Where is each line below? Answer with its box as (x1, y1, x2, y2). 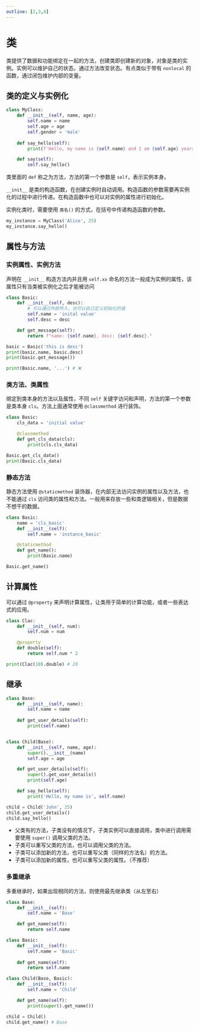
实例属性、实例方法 (6, 261, 61, 269)
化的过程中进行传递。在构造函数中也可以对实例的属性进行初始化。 (6, 194, 167, 201)
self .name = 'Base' (27, 910, 76, 916)
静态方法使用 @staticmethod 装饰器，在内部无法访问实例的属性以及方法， (6, 488, 184, 495)
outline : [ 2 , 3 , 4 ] (6, 8, 49, 15)
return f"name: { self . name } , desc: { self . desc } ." (27, 333, 152, 339)
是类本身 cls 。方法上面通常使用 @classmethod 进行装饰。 (6, 402, 144, 410)
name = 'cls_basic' (17, 520, 65, 526)
